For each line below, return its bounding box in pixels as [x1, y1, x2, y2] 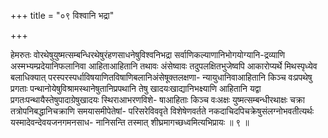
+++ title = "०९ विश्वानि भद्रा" [10, 10, 115, 21]
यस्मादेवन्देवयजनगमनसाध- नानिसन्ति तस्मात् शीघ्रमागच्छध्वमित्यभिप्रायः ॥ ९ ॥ [10, 116, 250, 128]
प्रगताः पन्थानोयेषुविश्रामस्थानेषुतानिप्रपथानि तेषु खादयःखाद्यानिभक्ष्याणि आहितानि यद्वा [10, 83, 262, 94]
